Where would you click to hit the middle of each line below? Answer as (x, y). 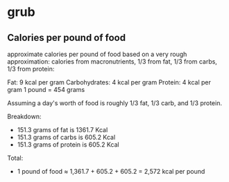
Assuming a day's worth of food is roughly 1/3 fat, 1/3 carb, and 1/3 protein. (114, 103)
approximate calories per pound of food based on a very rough (97, 54)
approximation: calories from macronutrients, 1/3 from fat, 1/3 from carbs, (112, 62)
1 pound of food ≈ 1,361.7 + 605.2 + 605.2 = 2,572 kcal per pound (111, 171)
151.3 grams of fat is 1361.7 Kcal (62, 130)
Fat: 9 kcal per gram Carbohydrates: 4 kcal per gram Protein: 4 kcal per (109, 82)
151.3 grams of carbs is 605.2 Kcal (66, 137)
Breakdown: (24, 116)
